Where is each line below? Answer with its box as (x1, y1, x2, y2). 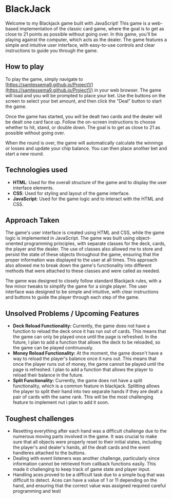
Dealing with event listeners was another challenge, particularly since (12, 455, 160, 461)
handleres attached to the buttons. (12, 450, 86, 456)
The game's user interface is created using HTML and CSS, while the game (5, 229, 165, 236)
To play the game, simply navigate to (5, 76, 83, 82)
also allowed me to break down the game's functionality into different (5, 262, 152, 269)
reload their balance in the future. (12, 372, 84, 378)
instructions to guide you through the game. (5, 47, 99, 54)
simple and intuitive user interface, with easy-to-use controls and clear (5, 42, 155, 48)
